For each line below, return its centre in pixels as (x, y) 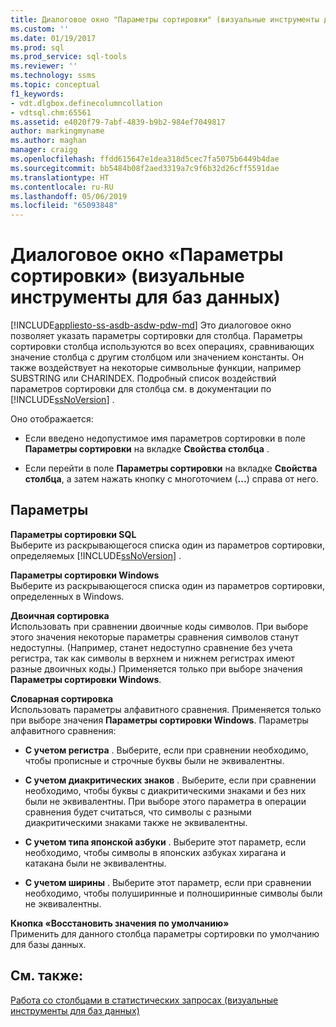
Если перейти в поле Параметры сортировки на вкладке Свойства (171, 468)
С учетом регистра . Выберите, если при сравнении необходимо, (166, 750)
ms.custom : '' (40, 29)
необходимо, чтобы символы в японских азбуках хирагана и (155, 852)
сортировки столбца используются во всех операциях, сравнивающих (162, 347)
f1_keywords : (37, 94)
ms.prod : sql (37, 47)
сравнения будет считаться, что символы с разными (138, 812)
